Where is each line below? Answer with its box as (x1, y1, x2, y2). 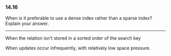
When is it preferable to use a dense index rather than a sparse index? (5, 15, 153, 21)
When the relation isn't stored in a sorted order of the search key (5, 35, 141, 41)
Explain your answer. (5, 20, 49, 26)
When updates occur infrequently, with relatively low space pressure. (5, 45, 151, 51)
